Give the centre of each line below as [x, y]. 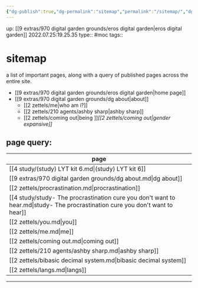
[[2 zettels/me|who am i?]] [55, 105]
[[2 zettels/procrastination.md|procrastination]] [75, 188]
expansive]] [38, 124]
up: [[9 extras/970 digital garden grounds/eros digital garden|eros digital [94, 28]
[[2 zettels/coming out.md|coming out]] [64, 241]
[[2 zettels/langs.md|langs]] [48, 270]
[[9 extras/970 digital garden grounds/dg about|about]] [82, 99]
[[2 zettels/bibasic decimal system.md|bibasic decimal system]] [98, 260]
